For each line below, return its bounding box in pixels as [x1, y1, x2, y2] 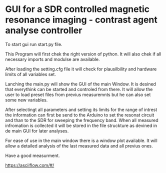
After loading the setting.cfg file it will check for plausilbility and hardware [5, 66, 157, 72]
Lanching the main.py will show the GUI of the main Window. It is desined [5, 81, 156, 87]
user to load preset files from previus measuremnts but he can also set [5, 91, 151, 97]
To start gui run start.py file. [5, 41, 62, 47]
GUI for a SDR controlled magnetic [5, 3, 150, 15]
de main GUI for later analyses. [5, 127, 69, 133]
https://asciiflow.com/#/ [5, 162, 54, 168]
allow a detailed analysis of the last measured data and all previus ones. [5, 142, 153, 148]
